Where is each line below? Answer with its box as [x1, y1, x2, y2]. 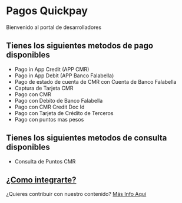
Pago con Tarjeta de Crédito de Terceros [14, 109, 114, 116]
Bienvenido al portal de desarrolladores [6, 24, 102, 31]
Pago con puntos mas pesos [14, 116, 84, 123]
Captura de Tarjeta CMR [14, 84, 74, 91]
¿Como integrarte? [6, 175, 77, 185]
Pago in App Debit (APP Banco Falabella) [14, 72, 114, 79]
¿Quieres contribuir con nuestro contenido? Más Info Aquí [6, 191, 147, 198]
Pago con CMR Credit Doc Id [14, 103, 85, 110]
